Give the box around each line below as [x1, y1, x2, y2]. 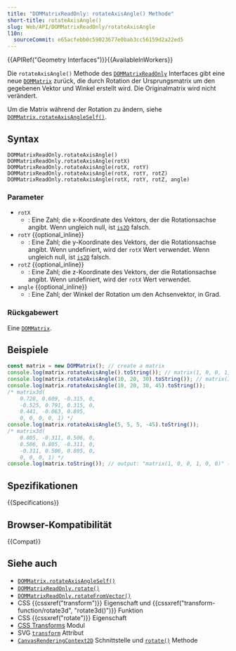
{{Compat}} [7, 537, 41, 546]
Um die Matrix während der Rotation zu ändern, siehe [7, 105, 162, 114]
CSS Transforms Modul [17, 621, 86, 629]
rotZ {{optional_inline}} [17, 260, 84, 269]
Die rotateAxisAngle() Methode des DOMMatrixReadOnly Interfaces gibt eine [7, 69, 225, 78]
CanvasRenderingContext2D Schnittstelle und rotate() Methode [17, 636, 198, 644]
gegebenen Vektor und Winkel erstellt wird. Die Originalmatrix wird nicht [7, 84, 216, 93]
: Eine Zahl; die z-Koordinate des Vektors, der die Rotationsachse [27, 268, 216, 276]
